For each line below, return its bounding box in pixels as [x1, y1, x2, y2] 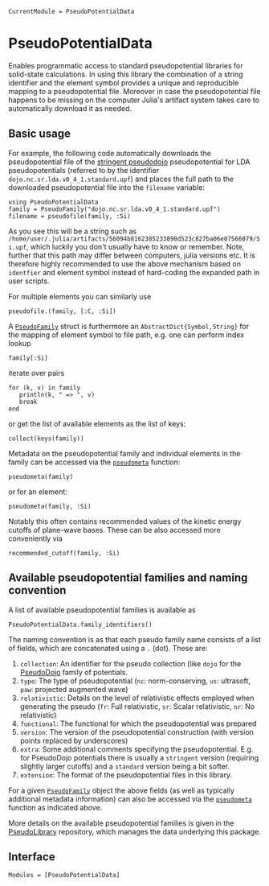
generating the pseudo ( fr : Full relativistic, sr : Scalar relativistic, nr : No [19, 701, 255, 711]
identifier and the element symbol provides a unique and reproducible [8, 77, 239, 88]
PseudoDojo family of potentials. [19, 667, 128, 677]
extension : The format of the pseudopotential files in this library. [19, 769, 233, 780]
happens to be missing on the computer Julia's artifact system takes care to [8, 95, 259, 105]
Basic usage [8, 127, 71, 141]
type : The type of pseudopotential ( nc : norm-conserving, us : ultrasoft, [19, 676, 251, 686]
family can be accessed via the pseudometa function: [8, 457, 181, 467]
